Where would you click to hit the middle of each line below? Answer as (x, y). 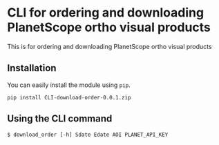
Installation (32, 68)
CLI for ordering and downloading (106, 13)
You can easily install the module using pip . (69, 85)
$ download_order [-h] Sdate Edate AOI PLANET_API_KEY (88, 135)
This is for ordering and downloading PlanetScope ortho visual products (109, 46)
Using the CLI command (60, 119)
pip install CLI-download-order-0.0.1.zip (69, 97)
